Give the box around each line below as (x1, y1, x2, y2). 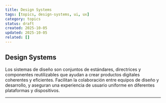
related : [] (5, 35, 30, 40)
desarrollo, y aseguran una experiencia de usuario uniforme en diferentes (5, 82, 155, 88)
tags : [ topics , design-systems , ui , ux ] (5, 12, 90, 17)
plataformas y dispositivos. (5, 87, 60, 93)
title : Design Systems (5, 7, 52, 12)
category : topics (5, 16, 41, 21)
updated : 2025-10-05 (5, 30, 48, 35)
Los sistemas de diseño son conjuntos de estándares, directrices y (5, 66, 141, 72)
